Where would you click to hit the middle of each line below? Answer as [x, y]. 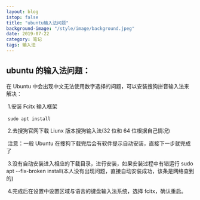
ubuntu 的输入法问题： [48, 71]
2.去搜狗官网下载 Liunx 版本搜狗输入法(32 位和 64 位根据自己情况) [89, 130]
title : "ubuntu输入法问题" [37, 23]
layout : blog [22, 12]
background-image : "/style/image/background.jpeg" [70, 28]
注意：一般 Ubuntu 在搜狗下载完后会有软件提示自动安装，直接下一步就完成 [99, 143]
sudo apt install [29, 119]
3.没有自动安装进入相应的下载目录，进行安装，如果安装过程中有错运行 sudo [100, 163]
